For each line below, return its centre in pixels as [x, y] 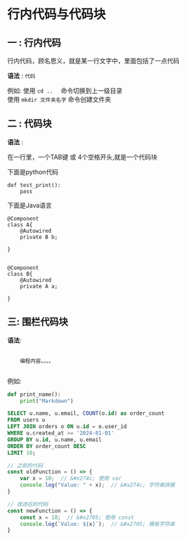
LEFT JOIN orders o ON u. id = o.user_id [67, 427]
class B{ [20, 274]
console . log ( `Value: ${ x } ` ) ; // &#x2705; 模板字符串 [98, 524]
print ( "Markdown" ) [47, 401]
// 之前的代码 [25, 465]
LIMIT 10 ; [22, 453]
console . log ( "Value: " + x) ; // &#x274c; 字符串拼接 [98, 485]
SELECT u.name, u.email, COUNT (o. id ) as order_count [86, 413]
